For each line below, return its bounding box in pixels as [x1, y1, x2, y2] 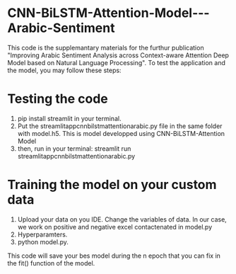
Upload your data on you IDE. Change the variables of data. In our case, [17, 215, 228, 224]
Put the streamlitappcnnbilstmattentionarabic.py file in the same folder [17, 122, 223, 130]
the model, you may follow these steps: [7, 66, 122, 74]
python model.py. [17, 237, 69, 246]
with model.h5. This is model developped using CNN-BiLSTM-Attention [17, 129, 225, 137]
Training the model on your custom [7, 177, 217, 193]
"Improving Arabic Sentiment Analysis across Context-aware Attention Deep [7, 51, 230, 59]
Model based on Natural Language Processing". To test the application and [7, 58, 226, 67]
